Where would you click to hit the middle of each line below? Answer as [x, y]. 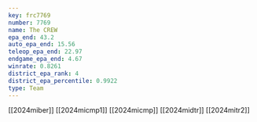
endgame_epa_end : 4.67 [45, 59]
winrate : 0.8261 [35, 66]
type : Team [26, 88]
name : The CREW [33, 30]
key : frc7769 [29, 15]
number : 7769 [29, 23]
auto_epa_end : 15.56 [42, 45]
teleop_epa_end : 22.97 [45, 52]
